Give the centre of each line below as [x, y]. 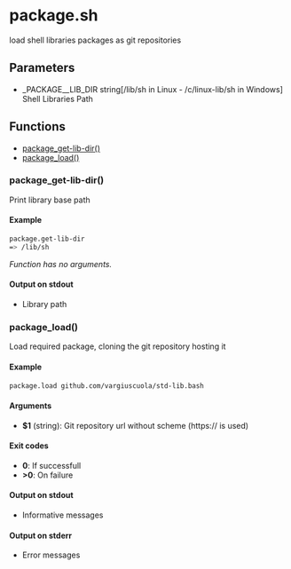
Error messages [51, 555]
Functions [38, 126]
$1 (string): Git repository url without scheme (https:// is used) [135, 425]
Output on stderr [41, 535]
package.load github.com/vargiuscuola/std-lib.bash [106, 386]
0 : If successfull [51, 465]
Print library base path [50, 200]
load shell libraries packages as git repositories [95, 40]
